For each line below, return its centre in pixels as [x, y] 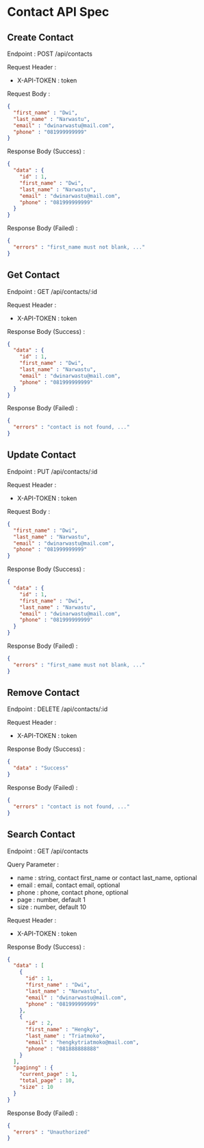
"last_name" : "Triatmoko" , [65, 1036]
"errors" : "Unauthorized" [52, 1132]
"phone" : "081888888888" [62, 1048]
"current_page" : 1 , [49, 1074]
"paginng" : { [33, 1068]
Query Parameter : [33, 864]
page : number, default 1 [51, 899]
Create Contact [40, 37]
